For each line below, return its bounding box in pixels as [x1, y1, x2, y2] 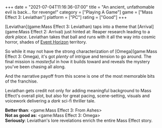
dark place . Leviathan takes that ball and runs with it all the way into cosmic [5, 34, 156, 40]
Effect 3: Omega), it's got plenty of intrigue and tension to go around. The [5, 54, 151, 59]
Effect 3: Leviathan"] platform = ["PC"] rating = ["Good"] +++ [5, 14, 127, 20]
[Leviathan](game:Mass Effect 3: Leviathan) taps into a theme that [5, 24, 137, 29]
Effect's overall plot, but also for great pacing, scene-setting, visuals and [5, 93, 150, 99]
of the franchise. [5, 78, 38, 84]
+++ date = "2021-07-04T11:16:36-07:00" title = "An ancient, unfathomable [5, 4, 155, 10]
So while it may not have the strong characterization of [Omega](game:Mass [5, 48, 157, 54]
